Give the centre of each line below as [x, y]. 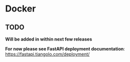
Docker [20, 9]
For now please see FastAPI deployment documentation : [65, 49]
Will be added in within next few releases [49, 39]
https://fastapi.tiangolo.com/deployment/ [47, 54]
